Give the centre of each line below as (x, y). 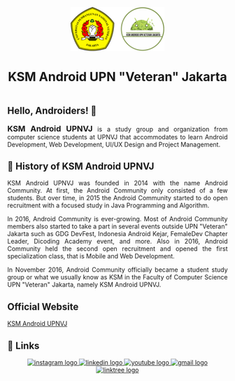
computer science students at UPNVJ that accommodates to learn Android (117, 137)
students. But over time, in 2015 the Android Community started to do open (117, 198)
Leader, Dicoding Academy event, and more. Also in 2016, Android (117, 242)
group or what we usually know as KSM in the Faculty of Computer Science (117, 277)
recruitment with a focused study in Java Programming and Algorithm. (108, 205)
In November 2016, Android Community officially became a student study (117, 270)
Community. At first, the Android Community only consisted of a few (117, 190)
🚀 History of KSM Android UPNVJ (81, 166)
